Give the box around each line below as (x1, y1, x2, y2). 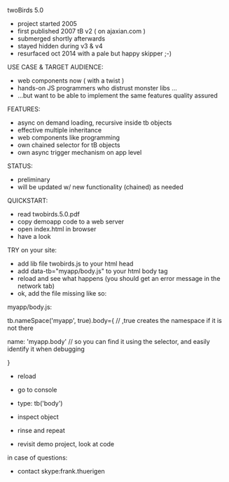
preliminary (17, 175, 50, 184)
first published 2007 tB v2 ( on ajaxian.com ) (17, 27, 146, 35)
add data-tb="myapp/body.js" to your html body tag (17, 267, 168, 275)
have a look (17, 233, 51, 240)
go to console (17, 385, 57, 394)
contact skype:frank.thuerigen (17, 467, 105, 475)
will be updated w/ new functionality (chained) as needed (17, 183, 183, 191)
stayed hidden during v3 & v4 (17, 42, 103, 50)
